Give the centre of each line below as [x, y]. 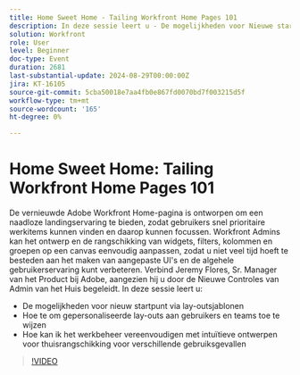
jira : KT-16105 [37, 84]
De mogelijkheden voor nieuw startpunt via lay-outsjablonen [133, 306]
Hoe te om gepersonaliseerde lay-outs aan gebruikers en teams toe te [151, 316]
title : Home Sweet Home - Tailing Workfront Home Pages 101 [124, 17]
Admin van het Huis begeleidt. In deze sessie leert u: [106, 289]
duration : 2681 [37, 68]
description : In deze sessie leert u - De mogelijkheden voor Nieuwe [142, 26]
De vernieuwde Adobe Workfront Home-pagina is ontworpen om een [136, 213]
